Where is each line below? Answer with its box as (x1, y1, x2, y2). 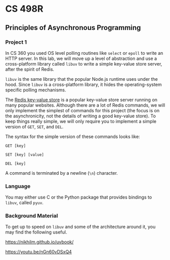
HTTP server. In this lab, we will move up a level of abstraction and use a (5, 55, 157, 61)
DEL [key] (5, 161, 26, 166)
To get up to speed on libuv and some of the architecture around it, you (5, 224, 156, 230)
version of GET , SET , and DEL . (5, 123, 64, 129)
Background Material (5, 212, 58, 219)
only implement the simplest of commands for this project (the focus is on (5, 107, 160, 113)
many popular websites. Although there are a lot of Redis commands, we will (5, 102, 165, 108)
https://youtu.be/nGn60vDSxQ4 (5, 249, 72, 255)
